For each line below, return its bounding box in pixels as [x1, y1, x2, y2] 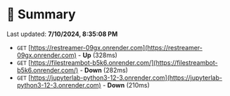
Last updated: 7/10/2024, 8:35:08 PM [6, 30, 118, 38]
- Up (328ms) [77, 51, 117, 59]
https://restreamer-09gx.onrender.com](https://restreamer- [30, 43, 203, 52]
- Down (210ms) [102, 80, 151, 89]
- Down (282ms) [79, 66, 128, 74]
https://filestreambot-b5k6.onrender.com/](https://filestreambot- [30, 58, 218, 66]
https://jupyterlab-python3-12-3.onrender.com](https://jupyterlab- [30, 73, 223, 82]
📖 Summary [6, 6, 76, 23]
